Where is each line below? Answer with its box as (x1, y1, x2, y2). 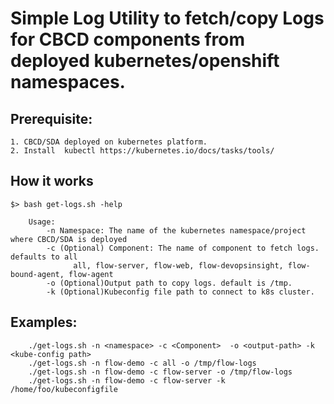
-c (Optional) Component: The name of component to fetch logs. (46, 243, 320, 253)
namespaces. (10, 71, 126, 94)
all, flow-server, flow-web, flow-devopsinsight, (73, 260, 284, 271)
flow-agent (68, 269, 114, 279)
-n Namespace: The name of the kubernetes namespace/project (46, 225, 307, 236)
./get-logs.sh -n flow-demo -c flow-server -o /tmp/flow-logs (28, 367, 293, 377)
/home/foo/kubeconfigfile (10, 384, 118, 394)
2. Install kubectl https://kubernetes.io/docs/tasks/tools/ (10, 146, 275, 156)
